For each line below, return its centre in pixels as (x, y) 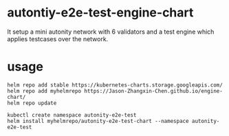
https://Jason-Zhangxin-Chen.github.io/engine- (153, 91)
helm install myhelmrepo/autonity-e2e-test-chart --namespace (98, 121)
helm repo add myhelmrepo (44, 91)
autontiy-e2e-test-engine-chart (100, 13)
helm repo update (32, 103)
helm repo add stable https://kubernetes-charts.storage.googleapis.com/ (115, 85)
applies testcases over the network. (58, 38)
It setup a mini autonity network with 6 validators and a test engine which (111, 32)
